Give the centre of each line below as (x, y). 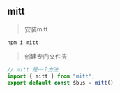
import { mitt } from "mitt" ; (51, 76)
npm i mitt (23, 42)
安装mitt (36, 29)
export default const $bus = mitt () (60, 83)
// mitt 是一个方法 (33, 69)
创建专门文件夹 (46, 56)
